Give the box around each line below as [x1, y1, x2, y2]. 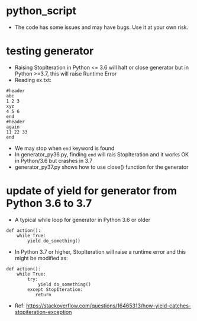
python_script [6, 4, 77, 18]
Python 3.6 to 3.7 [6, 196, 92, 210]
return [35, 291, 51, 297]
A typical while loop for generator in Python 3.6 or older [14, 216, 151, 223]
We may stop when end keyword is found [14, 145, 115, 152]
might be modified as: [14, 254, 68, 261]
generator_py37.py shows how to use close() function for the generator [14, 163, 189, 171]
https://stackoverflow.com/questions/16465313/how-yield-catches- [25, 302, 191, 309]
